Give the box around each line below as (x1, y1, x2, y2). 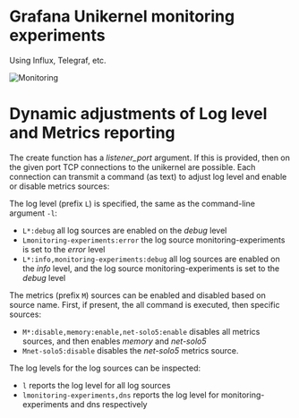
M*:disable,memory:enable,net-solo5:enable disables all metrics (21, 326, 261, 337)
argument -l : (9, 208, 58, 218)
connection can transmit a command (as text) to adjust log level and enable (9, 171, 287, 182)
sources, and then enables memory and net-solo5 (21, 336, 207, 346)
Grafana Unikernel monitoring (9, 6, 235, 27)
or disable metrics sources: (9, 181, 110, 192)
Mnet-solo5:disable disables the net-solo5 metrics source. (21, 345, 239, 355)
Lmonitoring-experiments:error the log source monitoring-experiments (21, 235, 286, 245)
